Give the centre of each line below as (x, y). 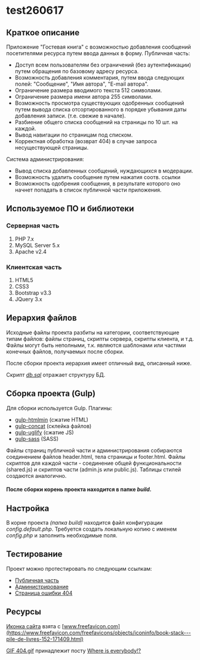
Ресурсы (24, 612)
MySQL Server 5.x (37, 245)
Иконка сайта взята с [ (35, 626)
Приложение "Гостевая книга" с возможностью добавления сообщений (99, 47)
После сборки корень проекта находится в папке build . (79, 489)
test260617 (35, 10)
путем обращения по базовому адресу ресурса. (77, 71)
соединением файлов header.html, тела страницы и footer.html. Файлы (96, 456)
